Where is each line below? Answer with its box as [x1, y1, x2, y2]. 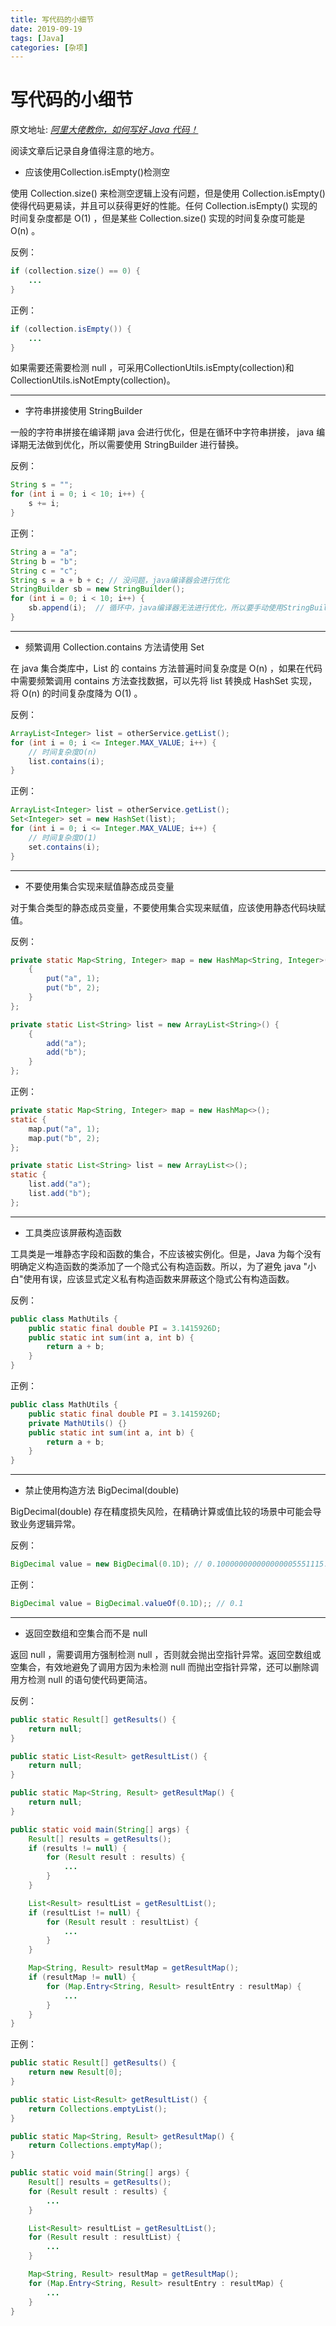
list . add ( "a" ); [28, 1179, 92, 1190]
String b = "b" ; [10, 556, 78, 566]
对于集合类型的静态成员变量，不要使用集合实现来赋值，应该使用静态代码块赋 [10, 901, 326, 913]
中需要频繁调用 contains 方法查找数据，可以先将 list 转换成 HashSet [10, 674, 289, 686]
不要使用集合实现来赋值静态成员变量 [24, 880, 175, 892]
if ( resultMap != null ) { [28, 1972, 137, 1983]
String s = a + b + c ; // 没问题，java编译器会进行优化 [10, 575, 230, 585]
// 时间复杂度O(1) [28, 832, 98, 843]
